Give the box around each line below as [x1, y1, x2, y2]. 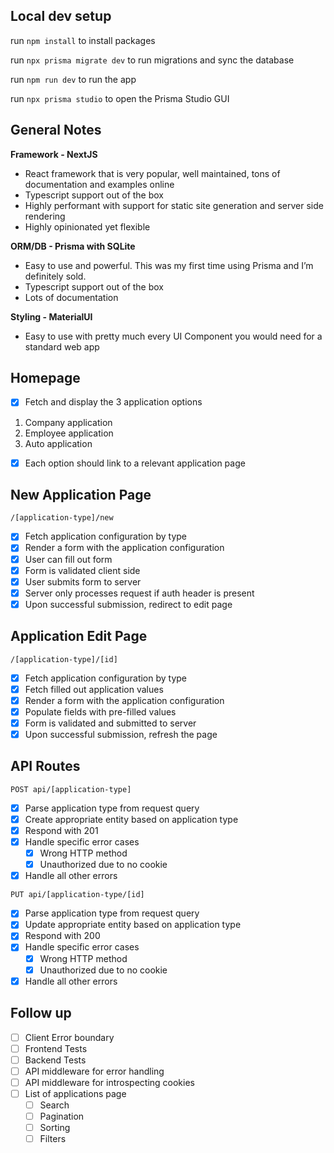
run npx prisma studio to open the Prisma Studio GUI [10, 92, 230, 104]
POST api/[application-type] [10, 784, 132, 794]
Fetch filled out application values [24, 683, 164, 695]
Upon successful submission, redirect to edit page [24, 598, 233, 610]
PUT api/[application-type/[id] [10, 890, 145, 900]
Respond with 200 [24, 930, 101, 942]
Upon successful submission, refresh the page [24, 728, 218, 740]
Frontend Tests [24, 1042, 88, 1054]
